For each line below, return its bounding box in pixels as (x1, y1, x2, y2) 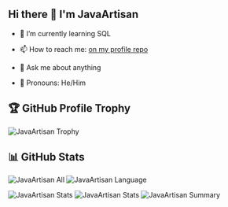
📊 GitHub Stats (8, 150, 85, 164)
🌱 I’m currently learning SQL (19, 28, 112, 38)
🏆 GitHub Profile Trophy (8, 102, 131, 115)
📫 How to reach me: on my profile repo (19, 44, 149, 54)
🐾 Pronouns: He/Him (19, 78, 86, 87)
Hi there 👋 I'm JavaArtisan (8, 8, 139, 21)
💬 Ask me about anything (19, 62, 101, 72)
